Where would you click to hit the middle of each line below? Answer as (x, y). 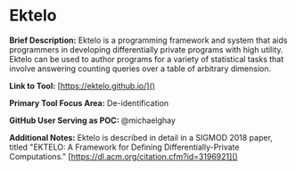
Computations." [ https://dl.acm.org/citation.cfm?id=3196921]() (123, 156)
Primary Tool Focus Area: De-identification (89, 102)
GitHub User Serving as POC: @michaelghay (93, 120)
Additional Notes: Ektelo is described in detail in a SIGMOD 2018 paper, (141, 137)
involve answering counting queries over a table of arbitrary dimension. (140, 69)
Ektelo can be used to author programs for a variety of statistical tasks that (147, 59)
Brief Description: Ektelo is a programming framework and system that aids (148, 40)
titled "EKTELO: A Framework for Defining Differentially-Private (124, 147)
